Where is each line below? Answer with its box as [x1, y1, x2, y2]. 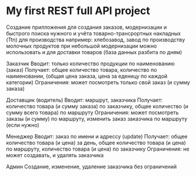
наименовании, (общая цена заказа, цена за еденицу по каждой [6, 72, 168, 79]
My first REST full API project [6, 4, 151, 18]
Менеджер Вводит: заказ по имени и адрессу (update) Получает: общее [6, 132, 188, 140]
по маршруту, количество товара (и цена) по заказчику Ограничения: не [6, 145, 190, 152]
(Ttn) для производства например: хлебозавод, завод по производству [6, 36, 185, 43]
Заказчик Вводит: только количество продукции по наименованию [6, 60, 175, 67]
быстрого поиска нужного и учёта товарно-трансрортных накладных [6, 29, 181, 36]
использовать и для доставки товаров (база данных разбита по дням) [6, 48, 183, 55]
